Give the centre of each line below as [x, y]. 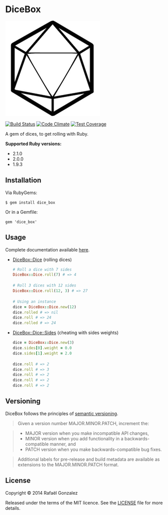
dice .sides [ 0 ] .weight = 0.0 [42, 348]
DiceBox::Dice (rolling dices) [42, 260]
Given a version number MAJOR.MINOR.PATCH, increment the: [83, 423]
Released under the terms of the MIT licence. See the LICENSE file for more [84, 503]
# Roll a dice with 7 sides [42, 269]
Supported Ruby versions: [33, 144]
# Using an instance [34, 301]
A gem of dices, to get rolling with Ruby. [47, 134]
